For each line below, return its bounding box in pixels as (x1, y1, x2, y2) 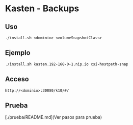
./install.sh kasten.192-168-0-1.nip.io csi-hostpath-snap (5, 62, 129, 67)
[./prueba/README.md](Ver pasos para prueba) (5, 114, 102, 120)
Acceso (5, 75, 29, 83)
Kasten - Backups (5, 3, 80, 14)
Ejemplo (5, 49, 30, 57)
